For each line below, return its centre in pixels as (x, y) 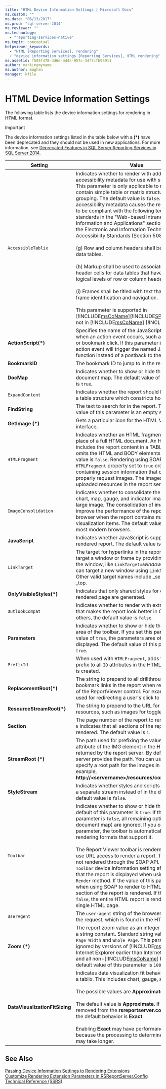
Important (15, 128)
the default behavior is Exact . (110, 1016)
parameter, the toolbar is (104, 831)
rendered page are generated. (111, 597)
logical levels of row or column (111, 279)
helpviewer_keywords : (27, 47)
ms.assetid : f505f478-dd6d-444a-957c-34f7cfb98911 (58, 61)
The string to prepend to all (107, 679)
